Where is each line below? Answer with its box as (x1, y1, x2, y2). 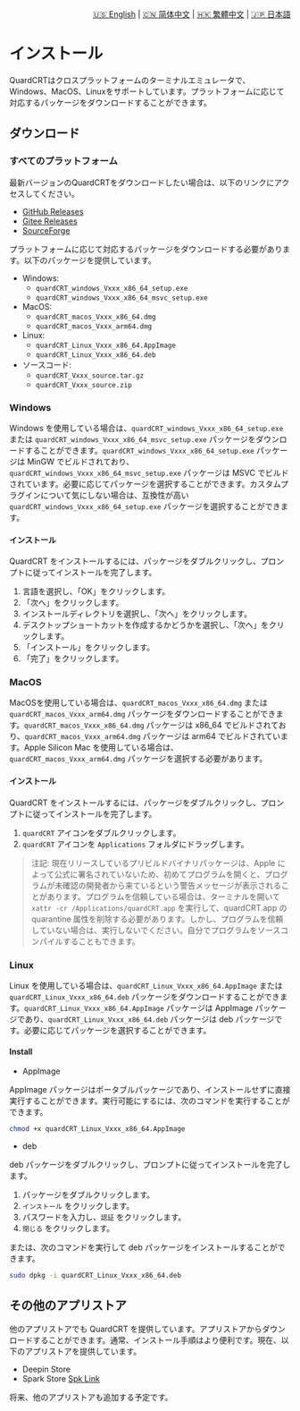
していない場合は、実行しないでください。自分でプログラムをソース (30, 924, 281, 935)
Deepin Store (21, 1364, 71, 1374)
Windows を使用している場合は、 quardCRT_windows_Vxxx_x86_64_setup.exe (9, 422, 284, 433)
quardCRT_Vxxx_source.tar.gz (35, 370, 145, 380)
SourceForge (21, 225, 71, 235)
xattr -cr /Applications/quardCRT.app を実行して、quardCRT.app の (30, 902, 287, 913)
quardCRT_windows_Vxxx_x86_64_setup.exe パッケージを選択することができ (9, 500, 281, 512)
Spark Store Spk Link (21, 1373, 100, 1384)
